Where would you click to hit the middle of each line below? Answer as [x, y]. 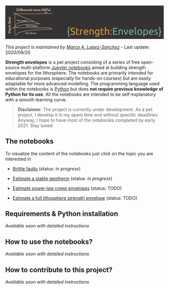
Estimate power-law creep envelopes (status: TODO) [67, 188]
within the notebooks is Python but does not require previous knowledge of [84, 89]
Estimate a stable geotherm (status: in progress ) [62, 178]
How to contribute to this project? [59, 270]
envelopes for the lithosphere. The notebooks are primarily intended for [79, 73]
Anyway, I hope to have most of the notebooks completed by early [86, 120]
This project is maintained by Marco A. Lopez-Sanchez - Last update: [77, 47]
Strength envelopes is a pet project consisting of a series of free [73, 62]
